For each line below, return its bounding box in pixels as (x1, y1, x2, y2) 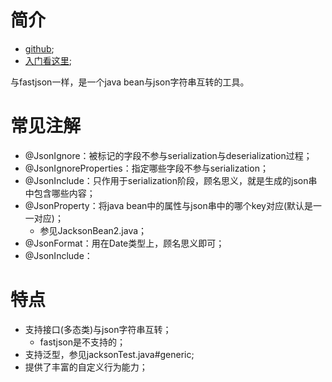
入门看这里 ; (24, 54, 73, 66)
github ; (24, 42, 55, 55)
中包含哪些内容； (24, 187, 96, 199)
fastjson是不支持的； (39, 336, 126, 348)
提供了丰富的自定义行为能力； (24, 361, 148, 373)
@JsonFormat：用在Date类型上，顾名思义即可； (24, 237, 225, 249)
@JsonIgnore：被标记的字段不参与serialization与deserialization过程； (24, 149, 313, 161)
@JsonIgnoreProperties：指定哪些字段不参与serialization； (24, 162, 269, 174)
